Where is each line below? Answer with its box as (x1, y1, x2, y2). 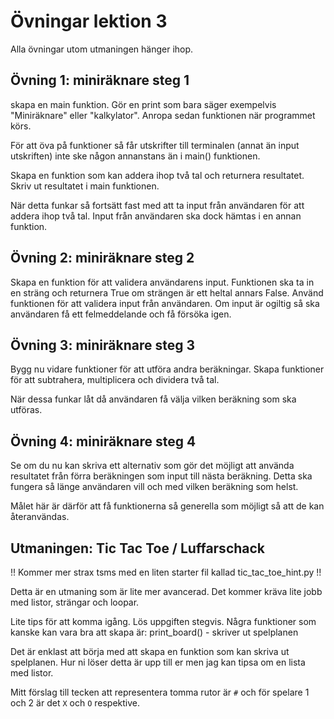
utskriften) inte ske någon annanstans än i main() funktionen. (10, 150, 261, 162)
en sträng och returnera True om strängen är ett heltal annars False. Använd (10, 286, 324, 299)
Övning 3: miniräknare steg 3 (10, 336, 195, 354)
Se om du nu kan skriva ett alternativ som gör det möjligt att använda (10, 460, 295, 472)
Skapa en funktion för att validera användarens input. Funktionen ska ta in (10, 276, 315, 288)
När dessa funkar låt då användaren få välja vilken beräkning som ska (10, 393, 297, 405)
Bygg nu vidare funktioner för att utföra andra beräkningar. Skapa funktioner (10, 363, 325, 375)
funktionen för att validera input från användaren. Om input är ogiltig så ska (10, 297, 320, 309)
